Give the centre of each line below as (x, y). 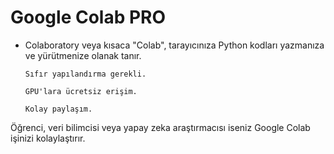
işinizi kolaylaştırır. (48, 138)
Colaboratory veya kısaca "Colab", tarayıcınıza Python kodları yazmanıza (174, 45)
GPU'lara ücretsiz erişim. (81, 91)
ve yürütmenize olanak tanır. (83, 55)
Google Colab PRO (88, 17)
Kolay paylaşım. (58, 109)
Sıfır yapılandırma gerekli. (85, 74)
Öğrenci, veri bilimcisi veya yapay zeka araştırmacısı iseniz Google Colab (160, 127)
